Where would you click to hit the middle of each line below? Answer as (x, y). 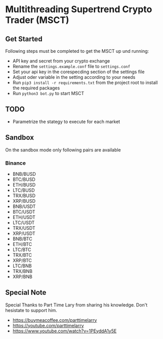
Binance (16, 163)
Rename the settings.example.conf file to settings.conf (71, 66)
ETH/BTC (22, 244)
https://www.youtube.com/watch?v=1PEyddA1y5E (65, 331)
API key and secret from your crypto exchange (61, 61)
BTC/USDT (24, 211)
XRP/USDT (24, 233)
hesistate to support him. (31, 310)
